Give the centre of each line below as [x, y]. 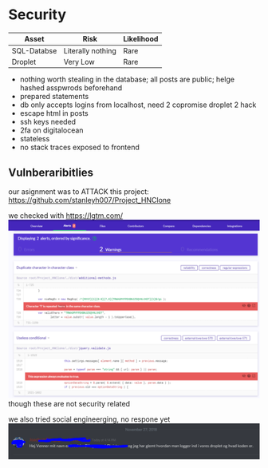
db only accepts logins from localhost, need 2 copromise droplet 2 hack [138, 105]
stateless [35, 139]
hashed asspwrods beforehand [71, 88]
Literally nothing [90, 50]
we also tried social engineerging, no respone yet [89, 419]
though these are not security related [69, 403]
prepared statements [54, 97]
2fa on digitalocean [51, 130]
